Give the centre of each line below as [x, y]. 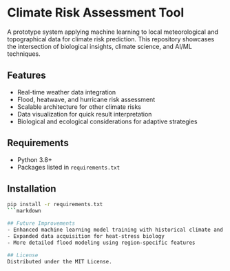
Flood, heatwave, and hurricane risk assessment [86, 99]
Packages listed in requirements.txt [69, 167]
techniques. [24, 54]
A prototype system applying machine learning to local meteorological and [113, 32]
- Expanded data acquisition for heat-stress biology [86, 236]
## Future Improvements [41, 223]
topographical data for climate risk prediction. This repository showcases [111, 39]
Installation [32, 189]
